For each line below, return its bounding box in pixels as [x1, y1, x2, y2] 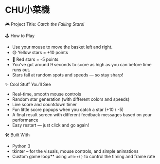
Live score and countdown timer [12, 101, 77, 107]
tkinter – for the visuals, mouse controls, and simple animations [12, 148, 139, 154]
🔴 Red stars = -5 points [12, 56, 59, 62]
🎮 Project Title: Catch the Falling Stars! [5, 21, 85, 27]
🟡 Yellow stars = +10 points [12, 49, 68, 55]
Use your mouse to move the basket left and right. [12, 44, 113, 50]
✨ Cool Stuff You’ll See [5, 81, 51, 87]
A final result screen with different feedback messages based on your [12, 111, 152, 117]
